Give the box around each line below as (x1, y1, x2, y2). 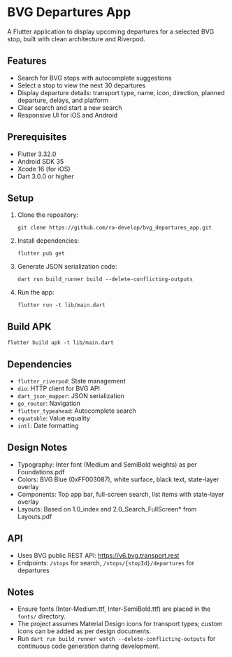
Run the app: (17, 288, 55, 297)
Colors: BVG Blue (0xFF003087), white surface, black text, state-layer (17, 475, 219, 483)
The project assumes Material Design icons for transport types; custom (17, 620, 223, 628)
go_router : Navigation (17, 400, 80, 407)
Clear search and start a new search (17, 103, 122, 112)
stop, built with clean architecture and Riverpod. (7, 34, 145, 43)
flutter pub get (17, 250, 65, 257)
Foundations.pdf (17, 467, 65, 476)
